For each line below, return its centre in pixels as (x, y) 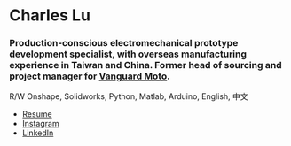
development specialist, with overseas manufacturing (128, 54)
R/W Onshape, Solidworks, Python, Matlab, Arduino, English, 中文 (129, 96)
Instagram (40, 124)
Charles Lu (50, 15)
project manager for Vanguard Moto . (90, 76)
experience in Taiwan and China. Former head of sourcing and (145, 65)
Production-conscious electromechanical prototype (124, 43)
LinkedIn (38, 133)
